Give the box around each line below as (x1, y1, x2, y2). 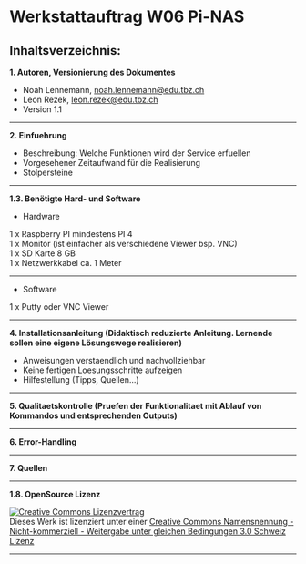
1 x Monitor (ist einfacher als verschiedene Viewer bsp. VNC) (9, 239, 239, 249)
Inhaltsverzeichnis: (9, 43, 121, 58)
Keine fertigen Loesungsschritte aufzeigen (22, 364, 183, 375)
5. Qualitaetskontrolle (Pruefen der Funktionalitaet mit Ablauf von (9, 401, 262, 411)
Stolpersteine (22, 167, 73, 178)
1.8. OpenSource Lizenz (9, 489, 101, 499)
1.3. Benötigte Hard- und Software (9, 193, 141, 204)
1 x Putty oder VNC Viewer (9, 302, 109, 312)
